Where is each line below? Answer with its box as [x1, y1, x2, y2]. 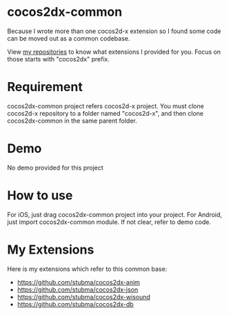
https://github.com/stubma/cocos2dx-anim [17, 278, 140, 286]
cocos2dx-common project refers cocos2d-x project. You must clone [7, 101, 205, 110]
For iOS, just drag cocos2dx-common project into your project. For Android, [7, 210, 223, 219]
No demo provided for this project [7, 163, 103, 172]
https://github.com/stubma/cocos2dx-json [17, 285, 139, 294]
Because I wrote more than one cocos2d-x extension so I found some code [7, 27, 221, 35]
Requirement [7, 79, 83, 95]
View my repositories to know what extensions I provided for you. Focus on [7, 48, 221, 56]
